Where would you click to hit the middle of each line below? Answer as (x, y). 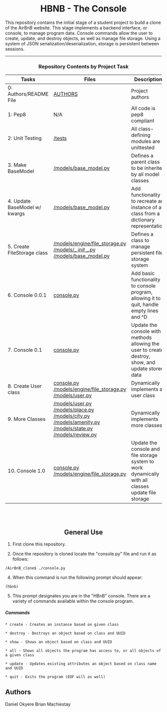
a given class (20, 655)
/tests (60, 139)
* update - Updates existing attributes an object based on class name (81, 664)
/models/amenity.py (77, 423)
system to (142, 461)
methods (141, 338)
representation (148, 226)
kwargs (16, 214)
